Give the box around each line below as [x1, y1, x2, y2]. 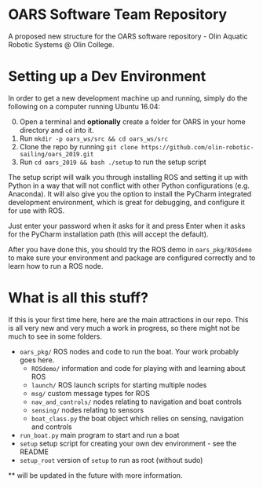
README [19, 446, 49, 457]
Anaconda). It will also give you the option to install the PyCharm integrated [8, 189, 252, 198]
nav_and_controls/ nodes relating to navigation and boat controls [31, 397, 242, 406]
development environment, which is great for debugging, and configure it [8, 197, 245, 207]
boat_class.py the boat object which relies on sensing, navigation [31, 413, 244, 423]
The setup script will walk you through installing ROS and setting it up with [8, 172, 249, 182]
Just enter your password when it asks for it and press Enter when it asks [8, 221, 246, 230]
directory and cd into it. [19, 125, 94, 134]
